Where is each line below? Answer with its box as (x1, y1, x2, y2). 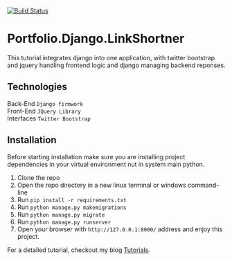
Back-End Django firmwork (7, 99, 84, 107)
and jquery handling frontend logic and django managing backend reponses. (7, 61, 226, 69)
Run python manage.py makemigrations (17, 203, 127, 211)
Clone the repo (17, 173, 60, 181)
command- (188, 181, 220, 189)
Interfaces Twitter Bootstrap (7, 114, 91, 123)
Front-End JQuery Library (7, 107, 81, 115)
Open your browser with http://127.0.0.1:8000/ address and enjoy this (17, 225, 223, 233)
